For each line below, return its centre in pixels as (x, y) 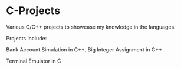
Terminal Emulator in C (34, 61)
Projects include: (27, 38)
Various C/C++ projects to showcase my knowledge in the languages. (91, 27)
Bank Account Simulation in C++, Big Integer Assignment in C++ (84, 49)
